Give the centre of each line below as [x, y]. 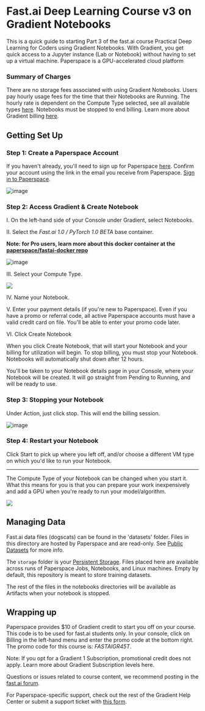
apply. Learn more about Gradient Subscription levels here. [80, 665]
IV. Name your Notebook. [38, 298]
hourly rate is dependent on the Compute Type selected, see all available [98, 103]
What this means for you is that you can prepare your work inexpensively [98, 484]
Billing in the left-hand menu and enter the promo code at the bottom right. [100, 640]
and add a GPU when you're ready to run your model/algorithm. [86, 491]
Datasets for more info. [35, 550]
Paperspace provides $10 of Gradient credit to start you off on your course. [101, 627]
